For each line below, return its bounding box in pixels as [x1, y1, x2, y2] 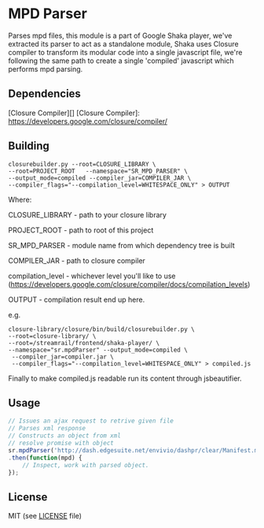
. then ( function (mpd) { [8, 454, 82, 462]
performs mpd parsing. [8, 64, 83, 73]
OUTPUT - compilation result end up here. [8, 295, 145, 304]
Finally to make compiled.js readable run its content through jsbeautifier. [8, 374, 242, 383]
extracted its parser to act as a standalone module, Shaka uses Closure [8, 39, 239, 48]
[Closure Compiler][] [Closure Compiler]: [8, 108, 140, 117]
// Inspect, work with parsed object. [22, 461, 149, 469]
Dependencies [8, 87, 81, 101]
